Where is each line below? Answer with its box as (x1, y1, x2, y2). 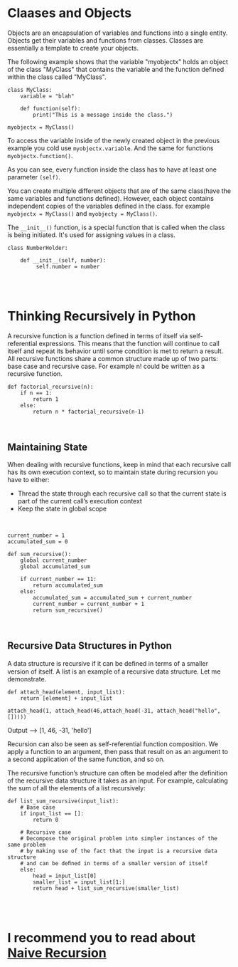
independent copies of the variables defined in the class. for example (7, 202, 210, 210)
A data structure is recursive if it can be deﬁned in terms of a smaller (7, 659, 208, 667)
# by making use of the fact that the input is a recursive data (20, 847, 218, 854)
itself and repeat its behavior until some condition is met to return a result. (7, 347, 224, 355)
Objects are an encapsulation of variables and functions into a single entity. (7, 28, 228, 37)
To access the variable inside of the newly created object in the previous (7, 136, 220, 145)
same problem (7, 841, 46, 848)
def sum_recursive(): (7, 550, 72, 558)
